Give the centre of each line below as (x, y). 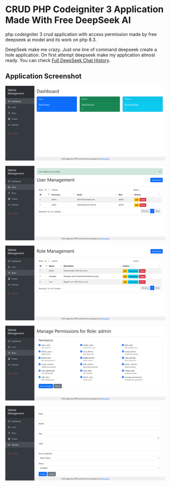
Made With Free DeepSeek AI (68, 20)
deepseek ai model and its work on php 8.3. (51, 40)
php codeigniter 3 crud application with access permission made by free (81, 34)
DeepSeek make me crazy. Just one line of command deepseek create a (81, 49)
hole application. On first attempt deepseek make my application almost (80, 55)
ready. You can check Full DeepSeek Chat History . (58, 60)
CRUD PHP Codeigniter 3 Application (84, 9)
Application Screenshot (44, 77)
